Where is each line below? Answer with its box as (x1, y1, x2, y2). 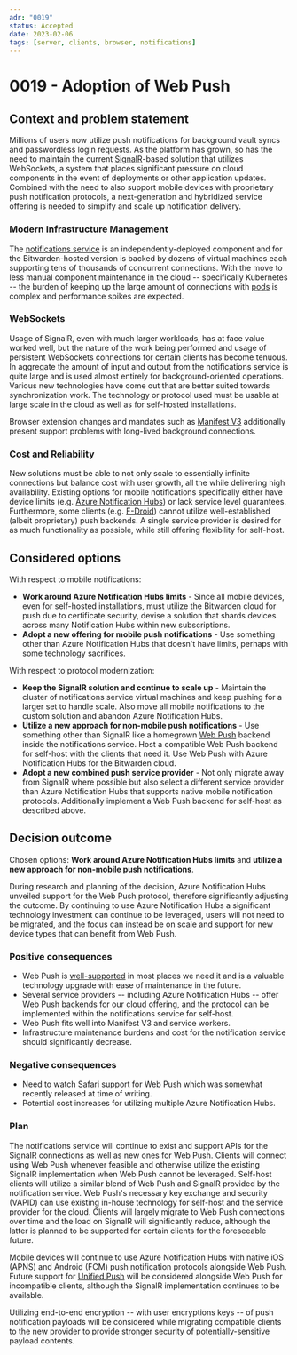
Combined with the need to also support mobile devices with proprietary (9, 182, 274, 193)
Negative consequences (9, 1058, 117, 1071)
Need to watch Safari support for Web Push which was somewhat (21, 1079, 263, 1089)
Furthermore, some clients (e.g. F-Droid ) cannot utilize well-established (9, 506, 270, 516)
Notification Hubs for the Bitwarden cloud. (21, 757, 177, 769)
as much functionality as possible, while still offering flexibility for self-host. (9, 525, 285, 536)
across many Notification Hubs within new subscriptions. (21, 619, 231, 630)
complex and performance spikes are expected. (9, 291, 184, 301)
